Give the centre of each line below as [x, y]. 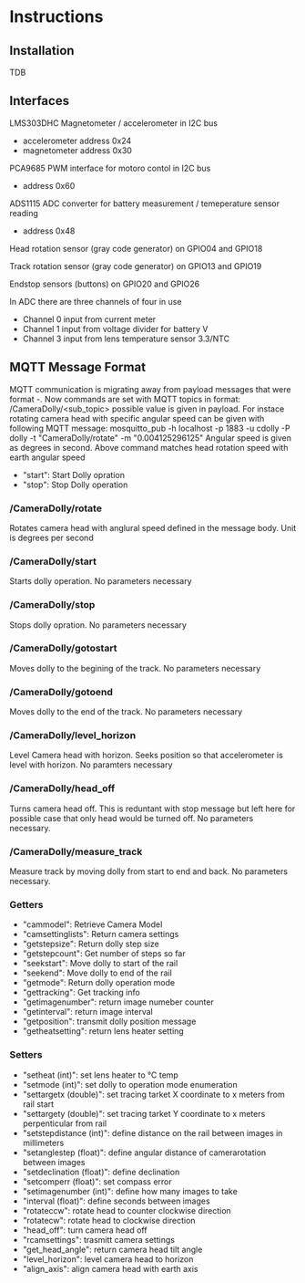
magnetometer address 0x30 [77, 150]
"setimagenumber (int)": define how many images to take [130, 1191]
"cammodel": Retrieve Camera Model [92, 924]
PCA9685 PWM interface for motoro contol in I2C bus [110, 168]
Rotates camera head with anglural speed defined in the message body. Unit [153, 527]
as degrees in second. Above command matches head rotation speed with [149, 447]
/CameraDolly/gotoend [61, 692]
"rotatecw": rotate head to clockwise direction [109, 1220]
